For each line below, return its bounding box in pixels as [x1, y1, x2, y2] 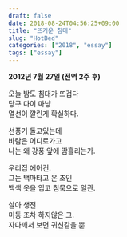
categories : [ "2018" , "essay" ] [8, 42, 113, 50]
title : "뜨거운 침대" [8, 26, 72, 34]
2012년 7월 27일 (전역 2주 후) [8, 72, 101, 81]
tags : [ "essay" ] [8, 49, 62, 57]
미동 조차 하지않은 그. [8, 210, 74, 219]
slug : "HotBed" [8, 34, 59, 42]
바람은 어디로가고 [8, 136, 62, 145]
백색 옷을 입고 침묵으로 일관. [8, 183, 96, 192]
